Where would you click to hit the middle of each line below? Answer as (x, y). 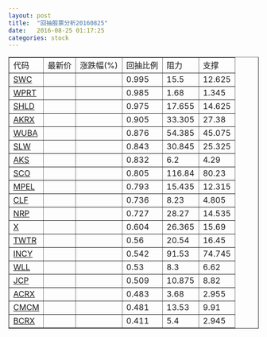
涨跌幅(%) (99, 66)
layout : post (30, 15)
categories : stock (39, 38)
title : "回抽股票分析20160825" (58, 23)
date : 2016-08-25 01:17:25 (56, 30)
